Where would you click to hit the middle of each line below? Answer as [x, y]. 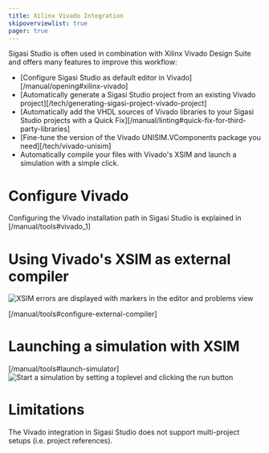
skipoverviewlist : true [48, 23]
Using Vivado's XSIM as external [120, 259]
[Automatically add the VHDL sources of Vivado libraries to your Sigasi [137, 112]
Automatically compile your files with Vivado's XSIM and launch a [128, 154]
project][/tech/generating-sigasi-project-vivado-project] [113, 103]
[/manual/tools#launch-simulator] [64, 369]
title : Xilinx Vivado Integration [66, 16]
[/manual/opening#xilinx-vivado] [74, 86]
